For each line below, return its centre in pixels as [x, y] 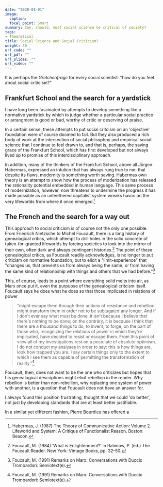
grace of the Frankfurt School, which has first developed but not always [77, 150]
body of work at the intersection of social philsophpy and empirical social [78, 139]
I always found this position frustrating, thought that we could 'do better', [78, 397]
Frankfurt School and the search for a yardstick [78, 98]
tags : [10, 32]
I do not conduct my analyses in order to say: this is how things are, [84, 347]
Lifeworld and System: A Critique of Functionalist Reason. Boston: [78, 431]
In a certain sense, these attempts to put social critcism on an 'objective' [77, 129]
